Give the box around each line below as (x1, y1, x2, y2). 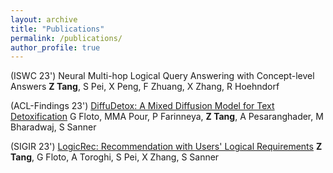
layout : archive (10, 14, 78, 25)
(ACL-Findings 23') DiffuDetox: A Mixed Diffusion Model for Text (10, 100, 275, 112)
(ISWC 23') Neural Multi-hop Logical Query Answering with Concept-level (10, 70, 315, 82)
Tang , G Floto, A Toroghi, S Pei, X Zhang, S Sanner (10, 151, 220, 163)
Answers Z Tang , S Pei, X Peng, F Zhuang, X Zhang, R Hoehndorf (10, 81, 280, 93)
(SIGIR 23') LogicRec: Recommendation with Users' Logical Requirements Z (10, 141, 323, 153)
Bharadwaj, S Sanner (10, 121, 97, 133)
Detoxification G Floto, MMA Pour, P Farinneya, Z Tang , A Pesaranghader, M (10, 111, 324, 123)
